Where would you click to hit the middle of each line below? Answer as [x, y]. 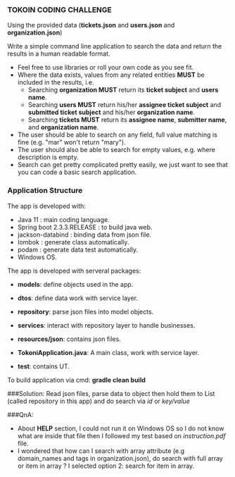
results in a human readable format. [59, 54]
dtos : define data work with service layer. [78, 298]
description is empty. [48, 157]
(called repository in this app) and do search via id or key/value [99, 401]
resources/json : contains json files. [69, 339]
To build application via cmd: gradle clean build [77, 380]
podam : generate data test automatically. [78, 249]
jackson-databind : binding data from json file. [84, 235]
